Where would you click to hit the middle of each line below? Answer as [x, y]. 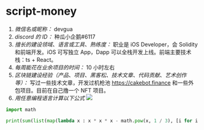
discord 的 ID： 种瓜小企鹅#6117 [55, 36]
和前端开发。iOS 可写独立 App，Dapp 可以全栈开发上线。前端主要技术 [103, 52]
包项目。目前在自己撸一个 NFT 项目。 [62, 90]
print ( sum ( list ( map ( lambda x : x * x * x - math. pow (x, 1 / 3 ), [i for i [102, 121]
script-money [41, 11]
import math [21, 109]
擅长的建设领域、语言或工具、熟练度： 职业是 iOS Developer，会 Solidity [106, 44]
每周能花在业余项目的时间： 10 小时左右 [65, 67]
